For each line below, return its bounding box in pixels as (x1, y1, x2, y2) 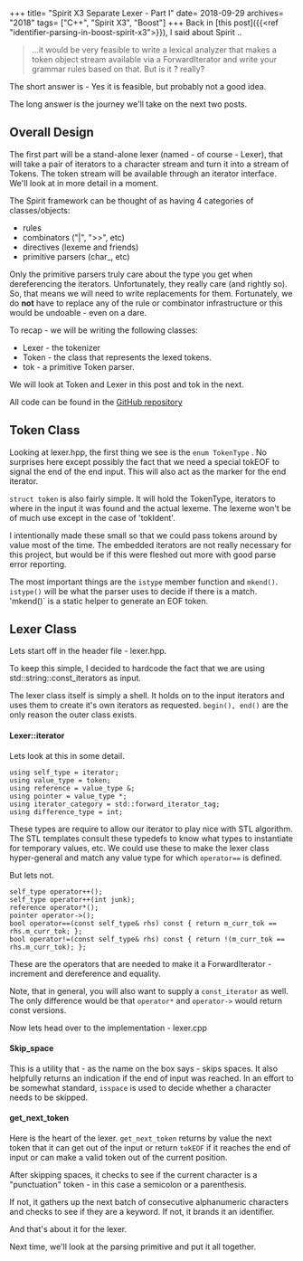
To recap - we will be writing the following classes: (9, 325, 199, 336)
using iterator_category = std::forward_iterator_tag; (9, 800, 221, 809)
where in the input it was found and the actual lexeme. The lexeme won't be (9, 502, 291, 514)
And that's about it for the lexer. (9, 1224, 128, 1235)
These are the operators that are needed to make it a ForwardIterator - (9, 958, 272, 969)
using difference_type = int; (9, 807, 124, 817)
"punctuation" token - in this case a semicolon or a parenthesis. (9, 1180, 247, 1190)
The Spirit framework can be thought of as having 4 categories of (9, 194, 254, 206)
